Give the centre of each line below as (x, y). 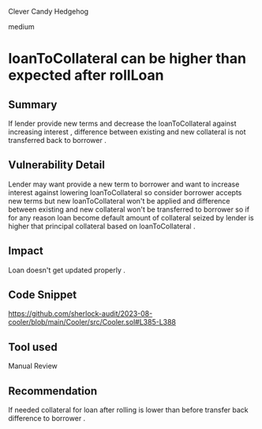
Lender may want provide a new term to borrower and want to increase (124, 184)
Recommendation (52, 391)
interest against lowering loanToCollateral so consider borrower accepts (125, 192)
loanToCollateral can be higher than (127, 59)
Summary (33, 105)
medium (21, 26)
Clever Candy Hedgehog (49, 11)
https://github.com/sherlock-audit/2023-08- (80, 314)
